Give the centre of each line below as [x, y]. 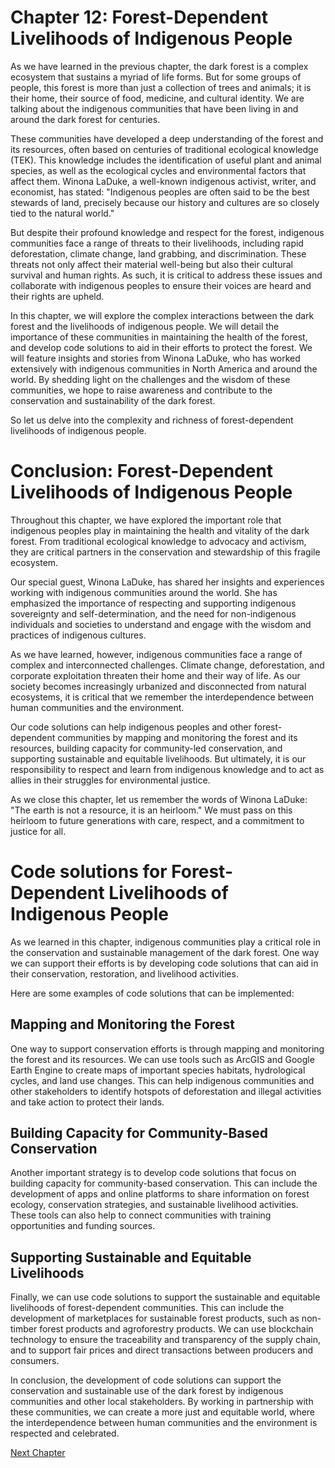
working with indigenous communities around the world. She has [144, 592]
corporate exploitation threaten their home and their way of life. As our [155, 675]
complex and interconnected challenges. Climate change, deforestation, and [167, 665]
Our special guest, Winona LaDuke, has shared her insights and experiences [167, 582]
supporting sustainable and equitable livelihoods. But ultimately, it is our [158, 758]
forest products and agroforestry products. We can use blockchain [176, 1329]
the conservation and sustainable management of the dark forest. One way [165, 952]
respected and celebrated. [65, 1433]
